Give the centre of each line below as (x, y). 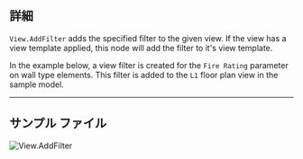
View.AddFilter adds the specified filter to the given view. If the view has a (148, 38)
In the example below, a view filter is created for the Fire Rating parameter (149, 65)
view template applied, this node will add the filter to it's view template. (141, 48)
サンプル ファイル (58, 124)
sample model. (37, 84)
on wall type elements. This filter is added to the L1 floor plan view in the (144, 75)
